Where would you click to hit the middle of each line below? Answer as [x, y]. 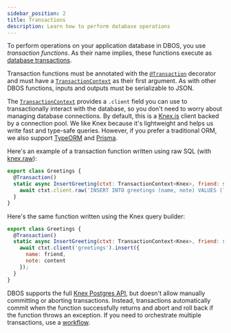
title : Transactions [37, 20]
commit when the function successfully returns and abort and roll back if [110, 308]
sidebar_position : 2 [37, 13]
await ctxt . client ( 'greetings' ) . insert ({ [79, 248]
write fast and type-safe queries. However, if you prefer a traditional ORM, [112, 130]
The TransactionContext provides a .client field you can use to [97, 102]
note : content [46, 261]
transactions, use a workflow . [49, 322]
